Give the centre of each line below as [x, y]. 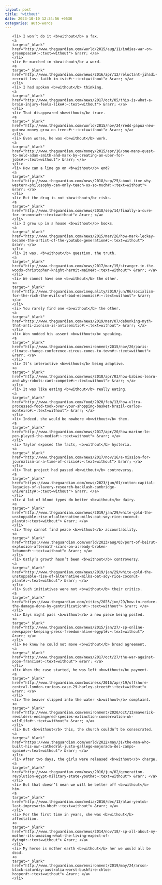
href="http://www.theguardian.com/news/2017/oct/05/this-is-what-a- [82, 100]
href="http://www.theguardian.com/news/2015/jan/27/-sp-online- [78, 627]
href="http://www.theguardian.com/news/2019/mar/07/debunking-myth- [82, 321]
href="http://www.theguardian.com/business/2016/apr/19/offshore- [80, 683]
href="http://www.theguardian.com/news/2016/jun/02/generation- [78, 772]
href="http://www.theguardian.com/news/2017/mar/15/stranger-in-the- [84, 266]
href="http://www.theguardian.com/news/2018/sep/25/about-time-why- [82, 181]
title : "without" [22, 14]
